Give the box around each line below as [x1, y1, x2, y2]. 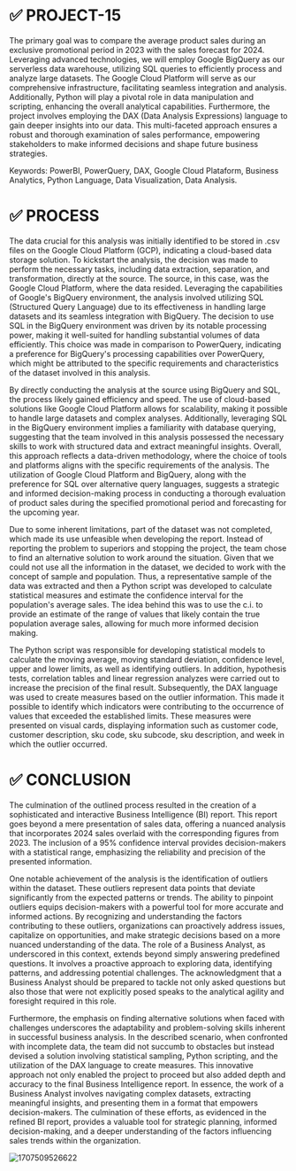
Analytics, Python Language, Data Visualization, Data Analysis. [9, 174, 238, 185]
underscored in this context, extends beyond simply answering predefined [9, 949, 280, 959]
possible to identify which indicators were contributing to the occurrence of [9, 701, 285, 711]
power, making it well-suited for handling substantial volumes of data [9, 330, 261, 340]
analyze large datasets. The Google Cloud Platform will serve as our [9, 73, 256, 83]
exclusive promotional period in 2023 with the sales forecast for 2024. [9, 44, 265, 55]
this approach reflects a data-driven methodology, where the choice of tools [9, 450, 287, 461]
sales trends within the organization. [9, 1135, 141, 1145]
